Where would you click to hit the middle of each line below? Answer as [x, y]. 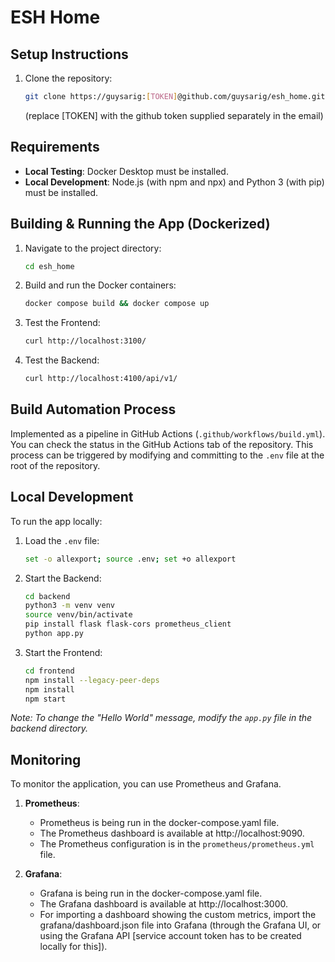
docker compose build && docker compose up [117, 304]
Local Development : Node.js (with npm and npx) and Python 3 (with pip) [174, 182]
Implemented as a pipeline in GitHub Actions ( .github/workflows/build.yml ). [168, 433]
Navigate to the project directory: [93, 248]
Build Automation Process [93, 409]
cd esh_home [49, 266]
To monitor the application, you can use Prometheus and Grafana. [146, 784]
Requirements [55, 147]
